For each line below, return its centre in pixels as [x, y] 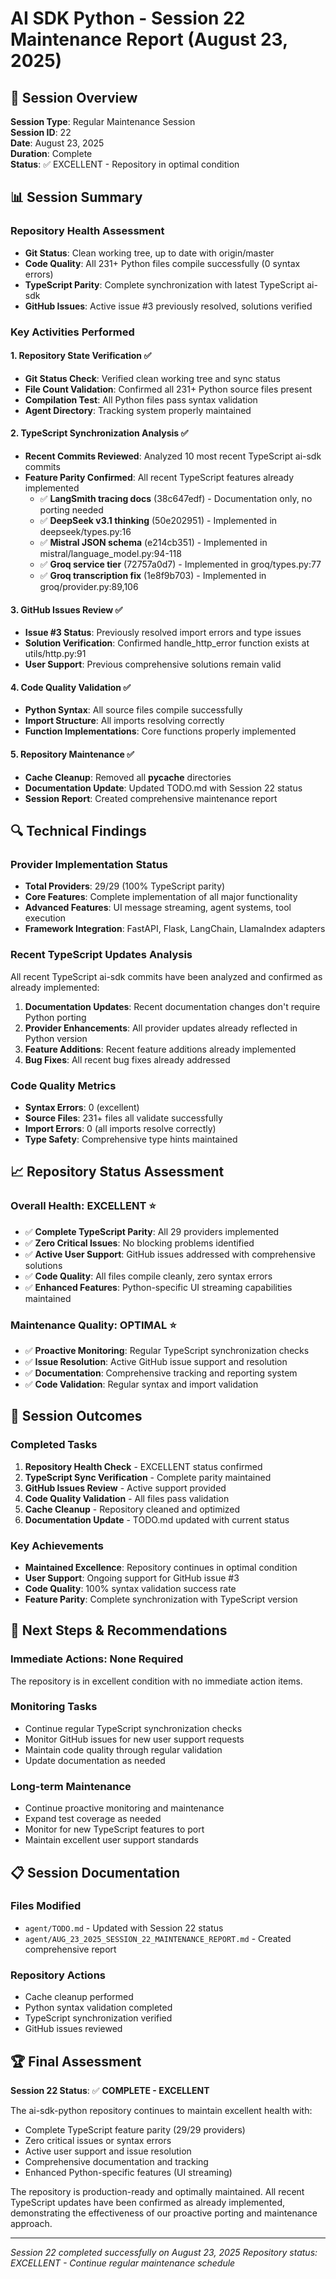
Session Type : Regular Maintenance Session [103, 121]
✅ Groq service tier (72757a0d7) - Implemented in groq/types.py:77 [180, 564]
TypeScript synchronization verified [98, 2018]
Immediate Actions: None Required [97, 1659]
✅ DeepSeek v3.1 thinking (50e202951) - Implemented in [158, 521]
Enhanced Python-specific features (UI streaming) [128, 2172]
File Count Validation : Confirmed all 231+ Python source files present [168, 389]
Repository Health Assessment [87, 231]
